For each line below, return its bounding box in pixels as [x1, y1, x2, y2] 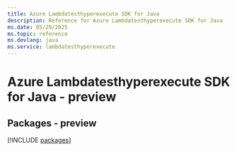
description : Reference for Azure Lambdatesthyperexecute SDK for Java [7, 17, 223, 24]
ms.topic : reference [7, 30, 69, 38]
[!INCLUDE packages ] [7, 136, 71, 144]
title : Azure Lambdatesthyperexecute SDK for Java [7, 10, 160, 18]
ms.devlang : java [7, 37, 59, 44]
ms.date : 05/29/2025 [7, 23, 69, 30]
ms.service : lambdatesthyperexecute [7, 43, 115, 50]
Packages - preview [7, 117, 97, 129]
